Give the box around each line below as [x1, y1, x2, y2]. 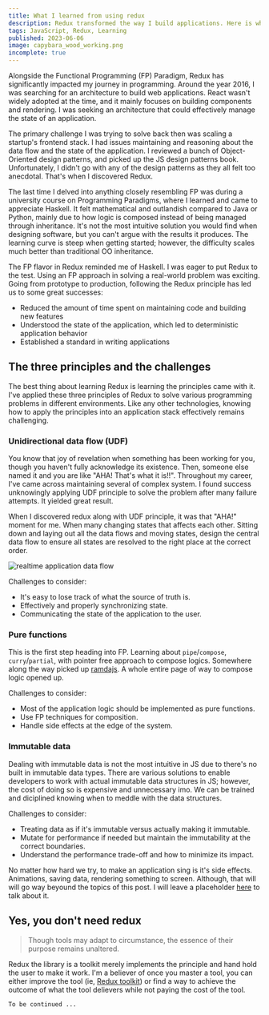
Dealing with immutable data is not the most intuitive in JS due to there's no [8, 759, 258, 768]
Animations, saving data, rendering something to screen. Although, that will [8, 873, 256, 883]
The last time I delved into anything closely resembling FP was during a [8, 187, 243, 196]
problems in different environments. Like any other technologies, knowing [8, 398, 251, 408]
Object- [220, 146, 246, 155]
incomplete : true [8, 49, 66, 57]
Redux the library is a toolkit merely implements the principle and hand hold [8, 959, 258, 969]
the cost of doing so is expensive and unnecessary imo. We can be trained [8, 784, 255, 794]
